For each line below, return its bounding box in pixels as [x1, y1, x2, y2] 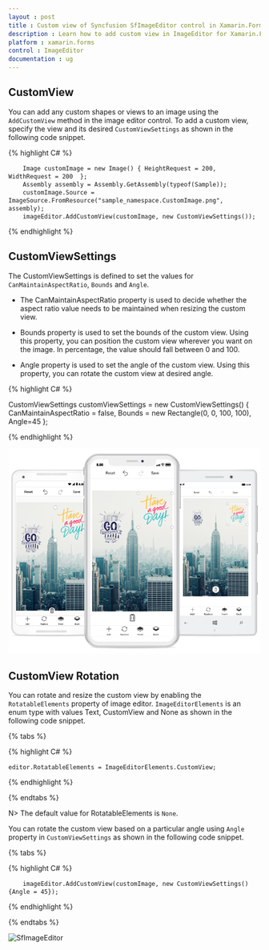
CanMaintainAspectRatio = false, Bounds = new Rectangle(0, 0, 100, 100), [8, 408, 252, 418]
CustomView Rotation [8, 669, 119, 683]
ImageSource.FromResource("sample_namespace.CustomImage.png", [8, 196, 224, 204]
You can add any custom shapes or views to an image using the [8, 106, 219, 116]
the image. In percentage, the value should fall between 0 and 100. [19, 344, 240, 354]
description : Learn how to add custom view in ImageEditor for [8, 30, 227, 38]
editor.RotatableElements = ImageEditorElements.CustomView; [8, 764, 217, 772]
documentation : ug [8, 55, 74, 63]
